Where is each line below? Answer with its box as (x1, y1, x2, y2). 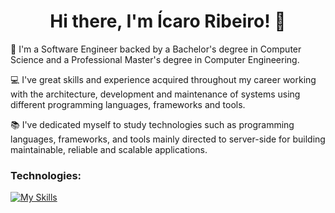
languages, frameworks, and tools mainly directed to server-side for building (10, 133, 326, 145)
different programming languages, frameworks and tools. (10, 98, 246, 110)
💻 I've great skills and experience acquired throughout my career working (10, 73, 317, 85)
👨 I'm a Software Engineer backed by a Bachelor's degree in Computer (10, 43, 302, 55)
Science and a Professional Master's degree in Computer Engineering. (10, 53, 300, 65)
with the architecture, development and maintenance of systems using (10, 88, 301, 100)
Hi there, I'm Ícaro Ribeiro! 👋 (49, 10, 287, 33)
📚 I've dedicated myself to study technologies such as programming (10, 118, 295, 130)
